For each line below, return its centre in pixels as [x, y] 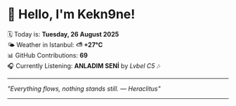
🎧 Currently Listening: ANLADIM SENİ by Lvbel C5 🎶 [84, 65]
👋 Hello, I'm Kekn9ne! [71, 14]
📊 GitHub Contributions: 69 [47, 55]
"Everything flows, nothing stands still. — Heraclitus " [84, 88]
